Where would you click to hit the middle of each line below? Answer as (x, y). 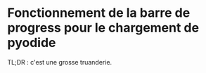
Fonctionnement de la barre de (99, 13)
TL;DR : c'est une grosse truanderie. (60, 62)
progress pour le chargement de (103, 28)
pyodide (32, 43)
